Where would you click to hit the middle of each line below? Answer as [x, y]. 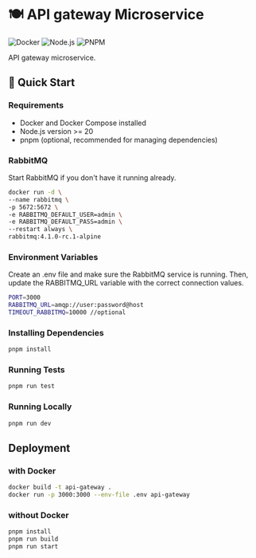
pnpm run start [33, 546]
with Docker [32, 470]
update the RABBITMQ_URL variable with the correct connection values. [126, 283]
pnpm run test [32, 387]
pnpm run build [33, 539]
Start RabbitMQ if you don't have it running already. [92, 177]
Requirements [36, 105]
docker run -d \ [35, 192]
